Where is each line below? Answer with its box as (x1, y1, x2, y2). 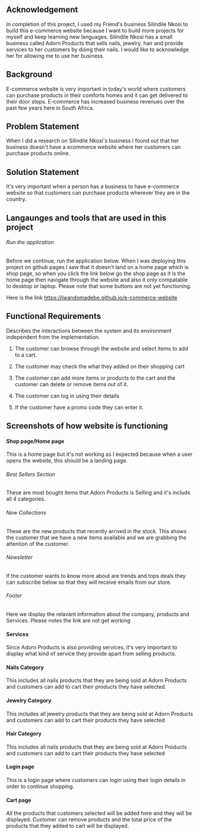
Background (6, 70, 52, 80)
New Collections (6, 509, 46, 517)
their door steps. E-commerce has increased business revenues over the (6, 98, 185, 105)
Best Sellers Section (6, 470, 55, 478)
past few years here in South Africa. (6, 104, 94, 111)
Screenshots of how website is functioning (6, 421, 168, 431)
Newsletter (6, 553, 33, 561)
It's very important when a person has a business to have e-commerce (6, 183, 179, 190)
